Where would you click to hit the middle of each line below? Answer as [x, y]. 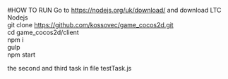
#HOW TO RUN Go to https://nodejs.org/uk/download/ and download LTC [114, 10]
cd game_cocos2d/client [43, 32]
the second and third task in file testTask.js [70, 68]
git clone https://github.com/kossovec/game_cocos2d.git [91, 25]
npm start [22, 55]
